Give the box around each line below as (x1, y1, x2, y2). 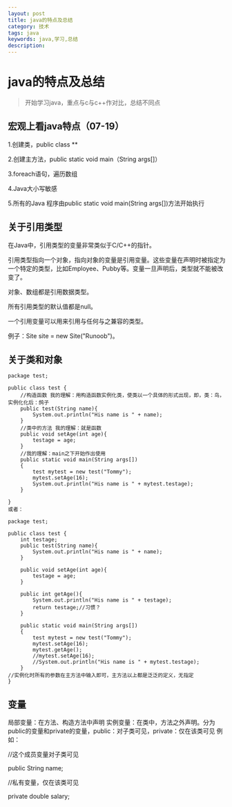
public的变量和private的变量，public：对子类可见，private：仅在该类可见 (8, 727, 215, 735)
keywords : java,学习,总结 (8, 36, 79, 43)
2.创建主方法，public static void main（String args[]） (8, 155, 162, 163)
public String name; (8, 764, 64, 772)
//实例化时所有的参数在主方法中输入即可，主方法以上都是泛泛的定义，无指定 (8, 672, 194, 679)
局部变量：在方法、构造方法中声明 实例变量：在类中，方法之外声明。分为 (8, 718, 215, 727)
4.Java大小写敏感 (8, 184, 57, 192)
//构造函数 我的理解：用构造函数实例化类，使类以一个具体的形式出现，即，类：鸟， (20, 392, 225, 399)
